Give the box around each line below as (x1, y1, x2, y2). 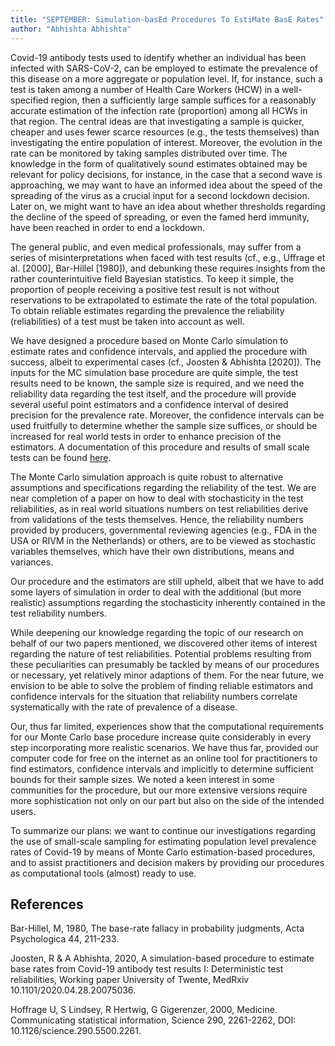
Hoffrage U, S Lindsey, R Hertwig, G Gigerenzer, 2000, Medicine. (10, 1004, 278, 1016)
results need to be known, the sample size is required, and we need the (10, 377, 305, 389)
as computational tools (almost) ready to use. (10, 867, 197, 879)
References (10, 896, 84, 913)
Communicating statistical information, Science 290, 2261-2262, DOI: (10, 1014, 297, 1026)
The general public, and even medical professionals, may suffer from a (10, 241, 302, 253)
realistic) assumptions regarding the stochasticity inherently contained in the (10, 596, 326, 608)
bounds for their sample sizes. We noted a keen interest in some (10, 773, 275, 785)
